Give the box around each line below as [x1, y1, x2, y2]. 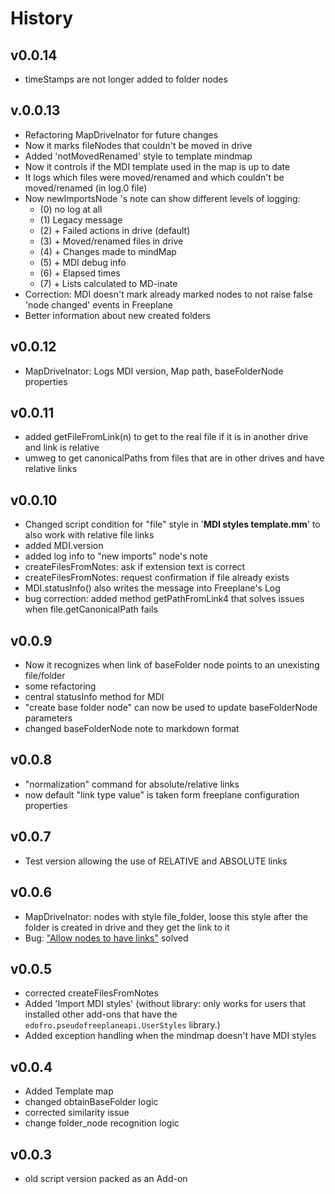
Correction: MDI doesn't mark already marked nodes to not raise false [24, 288, 313, 300]
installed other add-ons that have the [24, 1008, 178, 1021]
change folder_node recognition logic [24, 1117, 180, 1129]
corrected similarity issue [24, 1107, 130, 1119]
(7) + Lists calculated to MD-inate [39, 277, 178, 289]
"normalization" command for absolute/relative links [24, 778, 240, 790]
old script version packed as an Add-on [24, 1172, 188, 1184]
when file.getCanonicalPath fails [24, 603, 158, 616]
